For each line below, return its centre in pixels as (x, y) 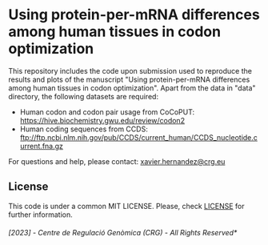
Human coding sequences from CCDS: (84, 129)
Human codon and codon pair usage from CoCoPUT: (107, 112)
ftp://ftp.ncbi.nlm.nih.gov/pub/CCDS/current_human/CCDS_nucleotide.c (139, 137)
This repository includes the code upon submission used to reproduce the (130, 70)
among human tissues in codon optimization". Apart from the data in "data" (132, 88)
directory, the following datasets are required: (83, 96)
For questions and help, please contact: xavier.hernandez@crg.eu (117, 161)
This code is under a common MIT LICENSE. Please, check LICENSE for (126, 206)
